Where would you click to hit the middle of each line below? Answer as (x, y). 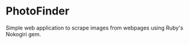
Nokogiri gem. (23, 34)
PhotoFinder (38, 11)
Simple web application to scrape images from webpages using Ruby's (94, 28)
